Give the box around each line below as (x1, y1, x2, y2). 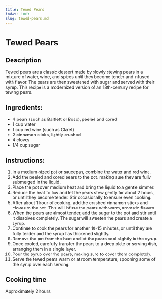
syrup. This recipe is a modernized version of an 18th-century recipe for (5, 84, 148, 90)
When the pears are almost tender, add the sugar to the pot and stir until (12, 210, 156, 216)
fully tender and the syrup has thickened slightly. (12, 231, 110, 236)
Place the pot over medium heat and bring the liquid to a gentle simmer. (12, 184, 155, 190)
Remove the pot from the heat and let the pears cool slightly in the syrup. (12, 236, 158, 241)
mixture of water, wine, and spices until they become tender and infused (5, 74, 149, 80)
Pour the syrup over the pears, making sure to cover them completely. (12, 251, 152, 257)
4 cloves (12, 137, 30, 143)
